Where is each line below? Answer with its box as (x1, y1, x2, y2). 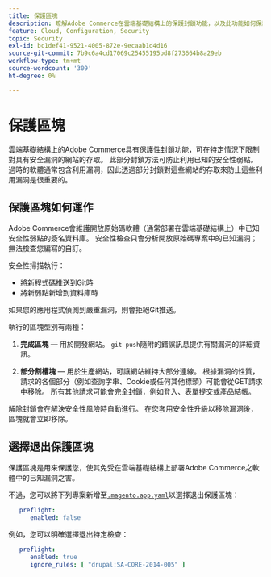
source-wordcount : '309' (8, 65, 92, 73)
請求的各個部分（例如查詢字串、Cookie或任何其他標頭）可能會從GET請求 (19, 377, 263, 387)
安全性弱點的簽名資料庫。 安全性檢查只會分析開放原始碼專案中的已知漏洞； (8, 233, 258, 243)
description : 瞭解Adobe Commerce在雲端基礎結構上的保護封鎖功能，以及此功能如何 (8, 19, 256, 27)
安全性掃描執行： (8, 261, 65, 270)
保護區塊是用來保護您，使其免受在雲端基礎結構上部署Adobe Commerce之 (8, 463, 252, 473)
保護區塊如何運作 (8, 200, 94, 214)
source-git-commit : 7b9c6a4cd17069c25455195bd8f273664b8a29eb (8, 49, 222, 57)
